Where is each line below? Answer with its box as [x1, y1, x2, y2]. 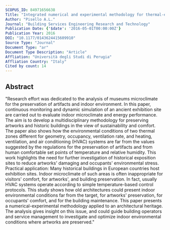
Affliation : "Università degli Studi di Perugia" [5, 54, 112, 60]
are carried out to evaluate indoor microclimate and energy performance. [5, 111, 158, 118]
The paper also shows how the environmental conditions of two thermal [5, 128, 155, 134]
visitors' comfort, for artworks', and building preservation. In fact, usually [5, 176, 157, 182]
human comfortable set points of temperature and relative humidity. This [5, 149, 156, 155]
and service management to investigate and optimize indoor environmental [5, 213, 161, 219]
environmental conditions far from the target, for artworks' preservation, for [5, 192, 163, 198]
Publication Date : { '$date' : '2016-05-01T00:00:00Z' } [5, 26, 121, 31]
